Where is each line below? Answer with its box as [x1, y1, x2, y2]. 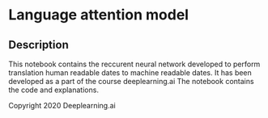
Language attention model [8, 6, 189, 24]
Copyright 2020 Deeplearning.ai [8, 101, 116, 110]
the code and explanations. [8, 85, 100, 95]
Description [8, 38, 69, 52]
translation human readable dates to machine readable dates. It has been [8, 68, 253, 78]
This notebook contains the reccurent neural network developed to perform [8, 59, 261, 69]
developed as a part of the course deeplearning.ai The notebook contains [8, 77, 254, 86]
